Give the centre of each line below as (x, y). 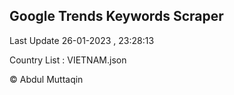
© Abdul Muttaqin (46, 79)
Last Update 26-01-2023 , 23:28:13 (82, 40)
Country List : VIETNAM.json (68, 60)
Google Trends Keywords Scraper (116, 16)
